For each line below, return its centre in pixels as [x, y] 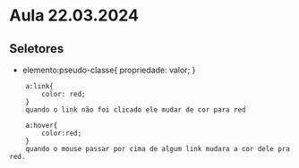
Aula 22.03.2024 [74, 16]
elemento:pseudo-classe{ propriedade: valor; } [109, 70]
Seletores [37, 49]
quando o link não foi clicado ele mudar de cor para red [136, 110]
